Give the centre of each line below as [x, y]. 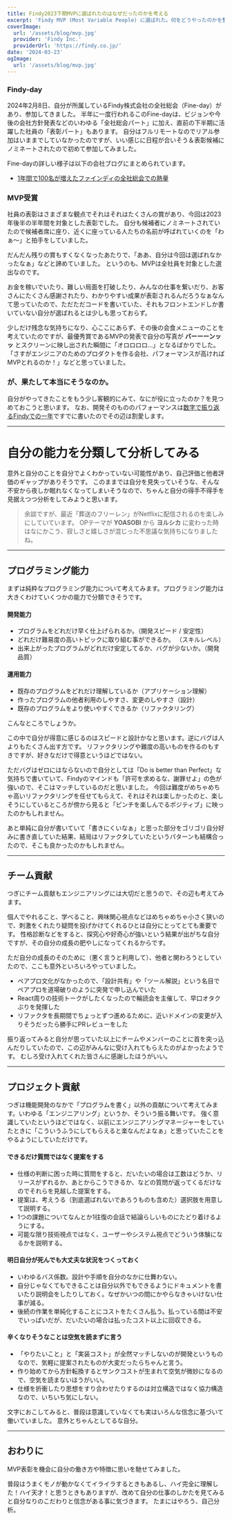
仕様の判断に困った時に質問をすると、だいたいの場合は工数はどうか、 [117, 1173]
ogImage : [20, 59]
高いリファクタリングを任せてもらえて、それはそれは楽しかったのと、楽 [115, 796]
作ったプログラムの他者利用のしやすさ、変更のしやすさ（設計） [108, 699]
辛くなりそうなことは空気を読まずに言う [65, 1337]
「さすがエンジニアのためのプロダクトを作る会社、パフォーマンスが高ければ [116, 353]
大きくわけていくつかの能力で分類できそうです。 [77, 597]
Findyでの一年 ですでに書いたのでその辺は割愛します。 [90, 416]
